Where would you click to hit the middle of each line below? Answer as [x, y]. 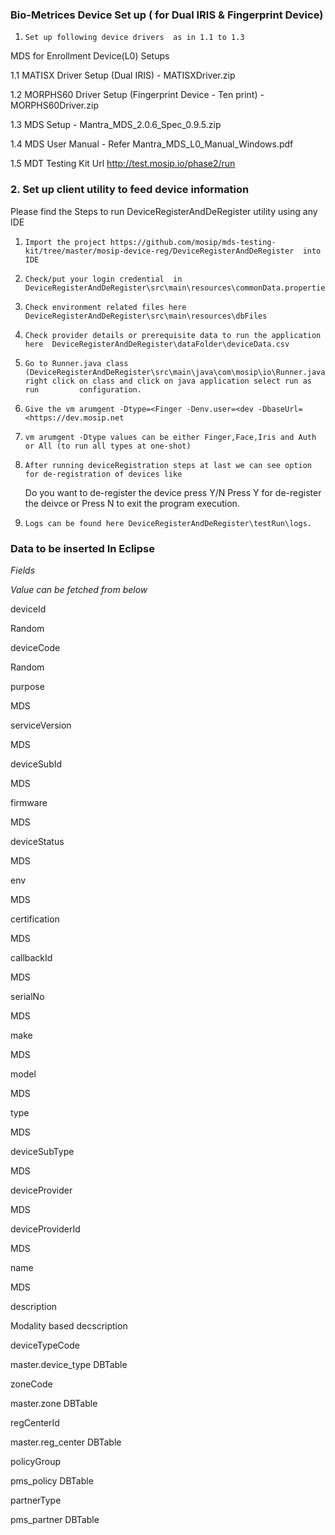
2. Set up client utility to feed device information [130, 190]
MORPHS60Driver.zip [54, 105]
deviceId [28, 609]
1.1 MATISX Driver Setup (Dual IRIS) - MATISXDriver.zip [123, 75]
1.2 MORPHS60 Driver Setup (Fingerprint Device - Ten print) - [137, 95]
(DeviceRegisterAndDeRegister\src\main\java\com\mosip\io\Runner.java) [177, 372]
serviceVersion [41, 725]
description [34, 1306]
